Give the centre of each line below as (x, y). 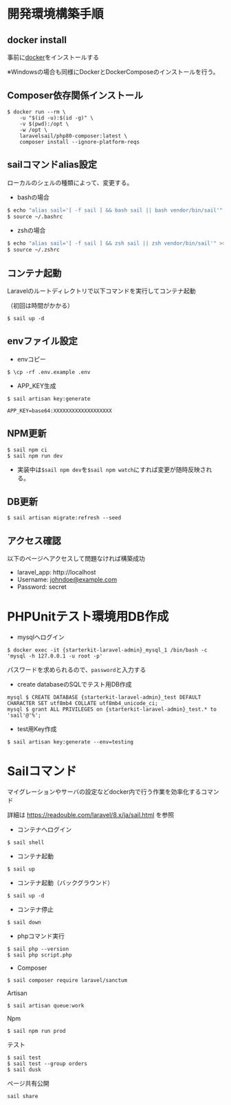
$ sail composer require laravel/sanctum (67, 981)
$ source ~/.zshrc (33, 250)
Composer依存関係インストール (75, 96)
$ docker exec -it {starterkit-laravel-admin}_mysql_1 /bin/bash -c (107, 650)
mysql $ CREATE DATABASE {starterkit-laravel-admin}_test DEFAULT (104, 697)
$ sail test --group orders (47, 1064)
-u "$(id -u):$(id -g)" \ (57, 118)
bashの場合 (33, 197)
